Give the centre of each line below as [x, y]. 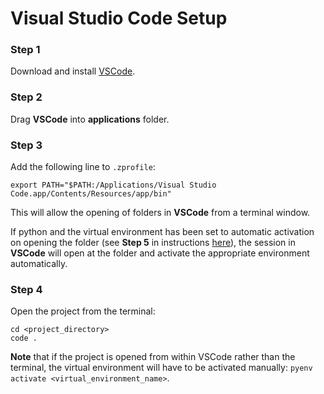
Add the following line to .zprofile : [83, 167]
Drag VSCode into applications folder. [90, 119]
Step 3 [26, 145]
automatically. [39, 264]
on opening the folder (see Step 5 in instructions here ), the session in [153, 243]
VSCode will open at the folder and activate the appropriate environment [160, 253]
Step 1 [25, 50]
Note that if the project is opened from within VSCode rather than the [153, 357]
